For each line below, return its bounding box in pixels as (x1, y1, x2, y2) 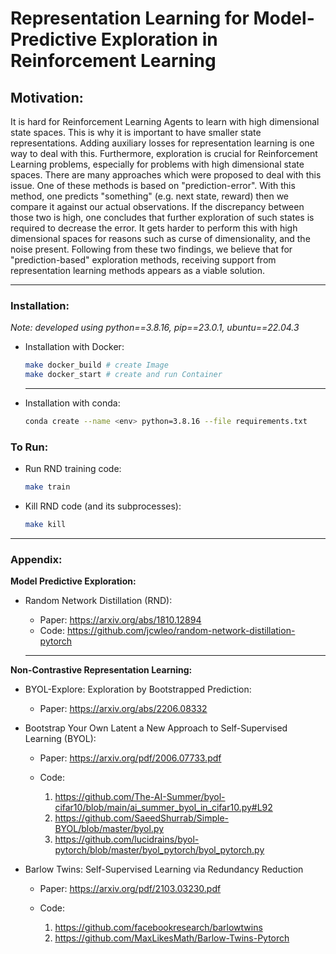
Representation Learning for (10, 7, 250, 30)
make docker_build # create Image (24, 360, 169, 371)
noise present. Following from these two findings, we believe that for (10, 243, 293, 255)
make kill (24, 520, 67, 530)
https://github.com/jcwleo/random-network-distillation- (66, 625, 296, 637)
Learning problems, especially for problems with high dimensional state (10, 158, 305, 170)
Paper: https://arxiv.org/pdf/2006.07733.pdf (39, 752, 222, 764)
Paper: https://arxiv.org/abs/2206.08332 (39, 703, 208, 715)
